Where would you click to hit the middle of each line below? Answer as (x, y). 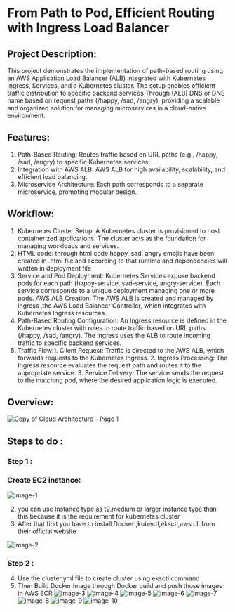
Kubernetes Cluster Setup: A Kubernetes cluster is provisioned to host (119, 230)
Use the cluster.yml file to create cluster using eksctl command (108, 578)
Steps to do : (35, 441)
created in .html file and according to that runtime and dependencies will (122, 261)
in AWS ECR (35, 593)
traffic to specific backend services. (69, 343)
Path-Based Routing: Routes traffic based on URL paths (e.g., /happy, (117, 154)
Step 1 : (20, 461)
